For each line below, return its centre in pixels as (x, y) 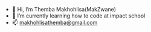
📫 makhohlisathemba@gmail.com (55, 22)
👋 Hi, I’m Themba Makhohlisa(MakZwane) (64, 9)
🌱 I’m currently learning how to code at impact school (79, 16)
